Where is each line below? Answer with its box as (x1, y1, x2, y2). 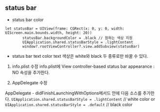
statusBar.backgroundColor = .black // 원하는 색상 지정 (22, 35, 133, 40)
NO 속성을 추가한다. (12, 69, 50, 75)
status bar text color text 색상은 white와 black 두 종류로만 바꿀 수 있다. (12, 53, 148, 59)
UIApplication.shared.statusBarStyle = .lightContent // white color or (11, 96, 155, 102)
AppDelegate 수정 (12, 80, 48, 85)
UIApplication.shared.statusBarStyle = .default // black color (5, 101, 133, 107)
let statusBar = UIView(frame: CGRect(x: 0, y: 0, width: (5, 26, 125, 31)
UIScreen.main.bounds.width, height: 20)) (5, 30, 92, 35)
